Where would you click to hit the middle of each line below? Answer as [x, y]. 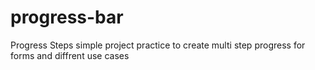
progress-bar [67, 17]
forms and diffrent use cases [70, 55]
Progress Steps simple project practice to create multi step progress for [158, 45]
